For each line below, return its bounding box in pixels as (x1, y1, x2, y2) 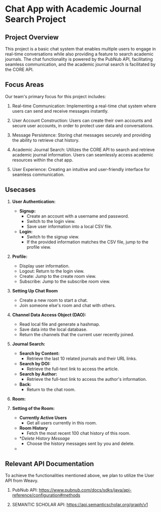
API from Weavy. (5, 478, 39, 484)
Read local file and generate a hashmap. (19, 321, 101, 327)
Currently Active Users (19, 414, 67, 421)
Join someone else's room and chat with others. (19, 302, 116, 308)
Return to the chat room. (26, 386, 76, 392)
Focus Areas (5, 81, 44, 89)
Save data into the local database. (19, 326, 88, 332)
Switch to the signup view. (26, 234, 79, 239)
